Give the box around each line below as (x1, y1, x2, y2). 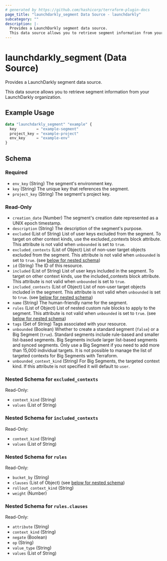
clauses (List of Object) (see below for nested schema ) (12, 480, 125, 486)
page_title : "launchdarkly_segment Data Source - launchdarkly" (5, 12, 141, 17)
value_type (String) (12, 545, 52, 551)
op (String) (12, 540, 34, 546)
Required (5, 169, 28, 176)
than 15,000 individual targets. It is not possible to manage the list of (12, 347, 153, 353)
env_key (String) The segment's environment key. (12, 180, 113, 186)
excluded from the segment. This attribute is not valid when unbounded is (12, 252, 161, 258)
